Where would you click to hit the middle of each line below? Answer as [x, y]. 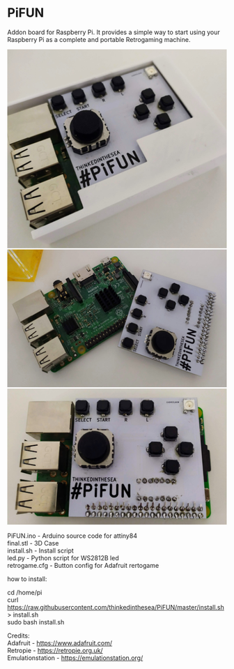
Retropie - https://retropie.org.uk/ [55, 650]
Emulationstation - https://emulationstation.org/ [75, 658]
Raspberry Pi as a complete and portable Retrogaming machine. [99, 39]
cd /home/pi [25, 592]
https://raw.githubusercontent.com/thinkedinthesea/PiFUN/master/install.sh [116, 607]
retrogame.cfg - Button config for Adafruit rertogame [83, 565]
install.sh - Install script [41, 550]
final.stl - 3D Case [33, 543]
